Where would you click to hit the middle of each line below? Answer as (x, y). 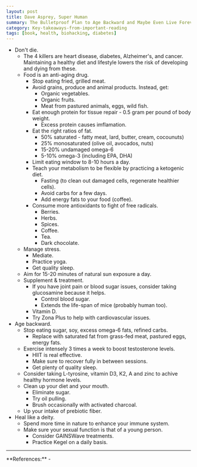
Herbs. (49, 218)
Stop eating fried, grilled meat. (69, 81)
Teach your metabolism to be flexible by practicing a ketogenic (108, 168)
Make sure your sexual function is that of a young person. (93, 430)
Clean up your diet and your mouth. (66, 386)
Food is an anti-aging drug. (56, 75)
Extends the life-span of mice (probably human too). (104, 305)
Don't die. (26, 50)
